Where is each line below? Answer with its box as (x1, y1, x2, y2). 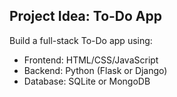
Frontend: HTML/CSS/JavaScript (23, 54, 159, 66)
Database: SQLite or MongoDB (23, 75, 151, 87)
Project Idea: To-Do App (9, 8, 163, 25)
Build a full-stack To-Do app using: (9, 34, 153, 46)
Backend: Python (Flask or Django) (23, 64, 168, 76)
